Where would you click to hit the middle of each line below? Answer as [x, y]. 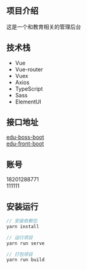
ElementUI [28, 102]
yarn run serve [26, 243]
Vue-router [29, 69]
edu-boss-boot [25, 137]
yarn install [23, 226]
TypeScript [29, 89]
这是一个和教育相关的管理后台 [43, 27]
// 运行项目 [20, 237]
